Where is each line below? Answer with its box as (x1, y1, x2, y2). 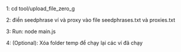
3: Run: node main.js (6, 28, 56, 35)
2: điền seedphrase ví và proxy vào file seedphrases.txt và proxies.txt (6, 17, 176, 23)
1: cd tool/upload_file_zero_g (6, 5, 75, 12)
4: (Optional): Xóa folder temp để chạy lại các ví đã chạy (6, 40, 143, 46)
